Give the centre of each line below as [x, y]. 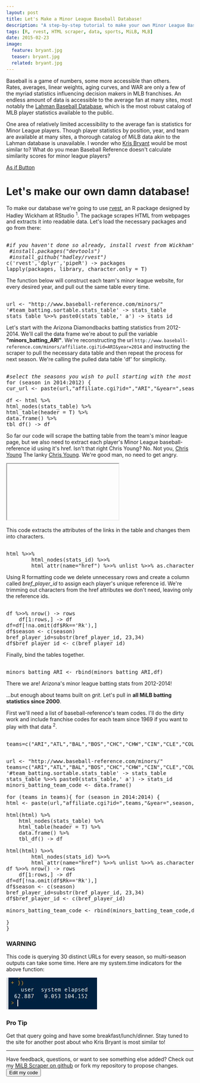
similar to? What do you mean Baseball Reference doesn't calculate [89, 149]
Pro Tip [17, 1023]
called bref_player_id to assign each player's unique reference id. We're [94, 584]
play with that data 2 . [32, 726]
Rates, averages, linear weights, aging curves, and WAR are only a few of [96, 87]
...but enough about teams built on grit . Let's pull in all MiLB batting [89, 695]
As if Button [21, 167]
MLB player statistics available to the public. [60, 112]
